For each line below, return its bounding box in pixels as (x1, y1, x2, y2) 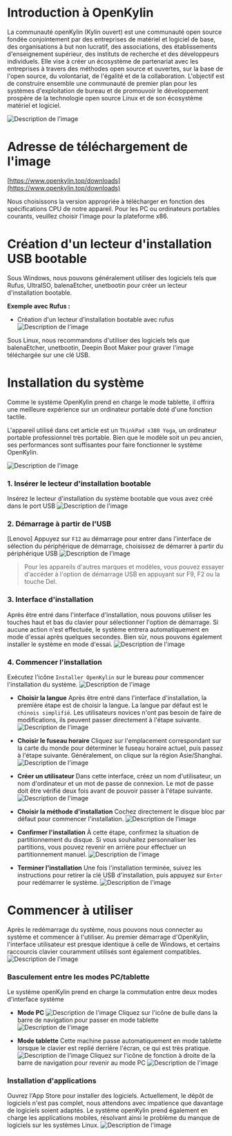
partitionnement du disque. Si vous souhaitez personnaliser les (17, 835, 197, 843)
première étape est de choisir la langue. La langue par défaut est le (17, 701, 209, 709)
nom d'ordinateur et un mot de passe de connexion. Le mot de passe (17, 779, 214, 787)
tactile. (7, 412, 27, 421)
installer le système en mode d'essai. (7, 640, 113, 648)
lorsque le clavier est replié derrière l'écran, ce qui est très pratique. (17, 1044, 211, 1052)
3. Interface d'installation (7, 595, 94, 605)
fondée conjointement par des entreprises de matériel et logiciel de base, (7, 35, 216, 43)
